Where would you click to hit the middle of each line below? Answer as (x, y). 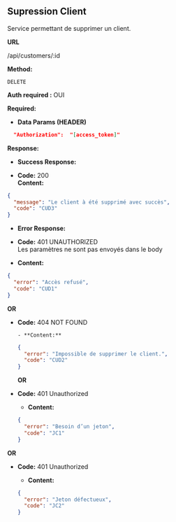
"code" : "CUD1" (36, 289)
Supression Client (47, 12)
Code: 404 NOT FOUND (52, 322)
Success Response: (47, 162)
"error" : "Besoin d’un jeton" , (69, 427)
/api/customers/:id (34, 55)
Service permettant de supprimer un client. (69, 28)
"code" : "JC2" (44, 506)
